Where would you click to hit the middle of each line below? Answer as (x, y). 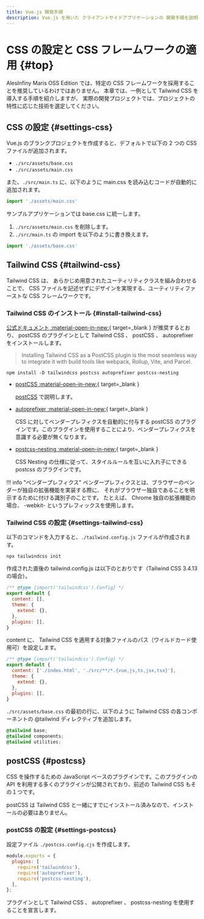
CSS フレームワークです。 (62, 296)
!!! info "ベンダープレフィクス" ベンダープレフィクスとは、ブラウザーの (95, 482)
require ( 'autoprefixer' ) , (50, 873)
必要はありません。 (46, 812)
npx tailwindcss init (34, 556)
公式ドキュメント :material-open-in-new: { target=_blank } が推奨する (93, 328)
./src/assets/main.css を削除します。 (63, 227)
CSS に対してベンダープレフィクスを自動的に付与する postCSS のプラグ (106, 422)
